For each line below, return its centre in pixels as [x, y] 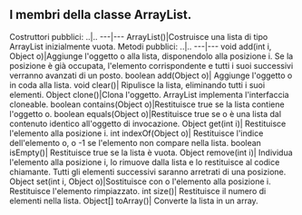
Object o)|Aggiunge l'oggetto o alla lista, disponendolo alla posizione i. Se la [151, 56]
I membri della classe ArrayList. [101, 15]
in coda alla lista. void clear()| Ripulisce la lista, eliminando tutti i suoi [137, 84]
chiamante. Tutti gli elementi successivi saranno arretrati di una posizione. [148, 171]
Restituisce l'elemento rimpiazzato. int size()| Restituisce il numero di [138, 191]
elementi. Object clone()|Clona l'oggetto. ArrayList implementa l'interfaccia [149, 94]
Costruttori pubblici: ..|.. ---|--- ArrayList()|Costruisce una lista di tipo [139, 36]
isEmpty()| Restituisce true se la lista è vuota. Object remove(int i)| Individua [151, 152]
